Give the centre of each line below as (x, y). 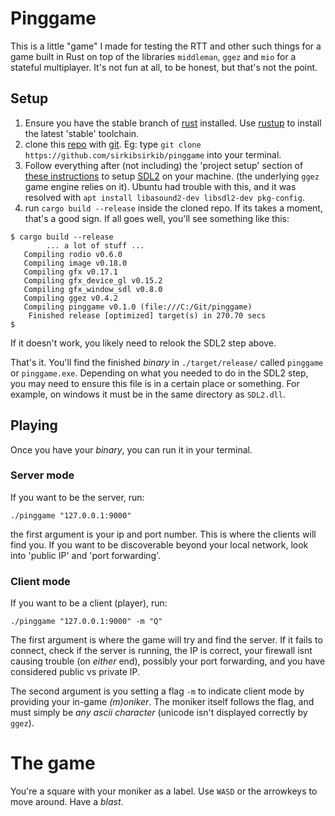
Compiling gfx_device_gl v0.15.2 (93, 280)
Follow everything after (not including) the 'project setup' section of (164, 165)
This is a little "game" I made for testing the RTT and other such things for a (166, 46)
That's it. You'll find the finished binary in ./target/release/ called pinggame (167, 362)
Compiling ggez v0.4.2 (70, 298)
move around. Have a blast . (67, 802)
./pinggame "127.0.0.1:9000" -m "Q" (86, 622)
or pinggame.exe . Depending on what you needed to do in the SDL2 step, (159, 373)
